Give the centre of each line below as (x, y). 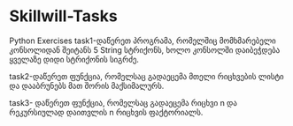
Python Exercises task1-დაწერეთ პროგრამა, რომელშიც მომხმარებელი (143, 41)
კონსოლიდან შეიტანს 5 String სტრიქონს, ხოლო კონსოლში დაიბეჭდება (145, 49)
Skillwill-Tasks (63, 16)
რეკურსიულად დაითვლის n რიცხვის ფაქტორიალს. (106, 112)
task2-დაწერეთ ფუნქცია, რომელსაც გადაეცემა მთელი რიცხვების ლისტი (147, 76)
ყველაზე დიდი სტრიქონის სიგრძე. (74, 59)
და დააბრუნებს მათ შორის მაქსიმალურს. (87, 85)
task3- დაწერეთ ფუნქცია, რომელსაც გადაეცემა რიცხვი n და (123, 102)
